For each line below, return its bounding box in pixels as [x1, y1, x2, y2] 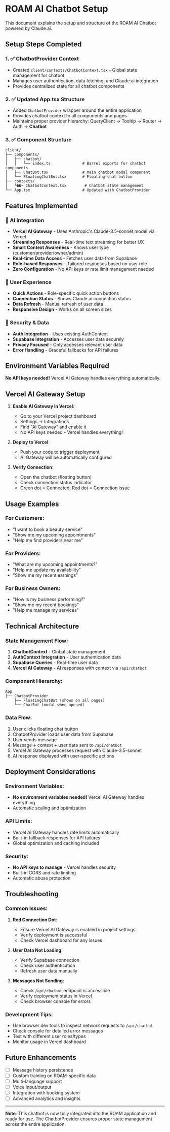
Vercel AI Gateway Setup [5, 390, 86, 398]
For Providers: [5, 550, 41, 557]
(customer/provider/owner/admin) [12, 249, 83, 256]
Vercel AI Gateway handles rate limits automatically [12, 829, 119, 835]
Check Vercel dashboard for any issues [20, 937, 103, 943]
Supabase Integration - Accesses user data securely [12, 336, 124, 342]
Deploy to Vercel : [12, 439, 50, 445]
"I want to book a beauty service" [12, 526, 83, 532]
